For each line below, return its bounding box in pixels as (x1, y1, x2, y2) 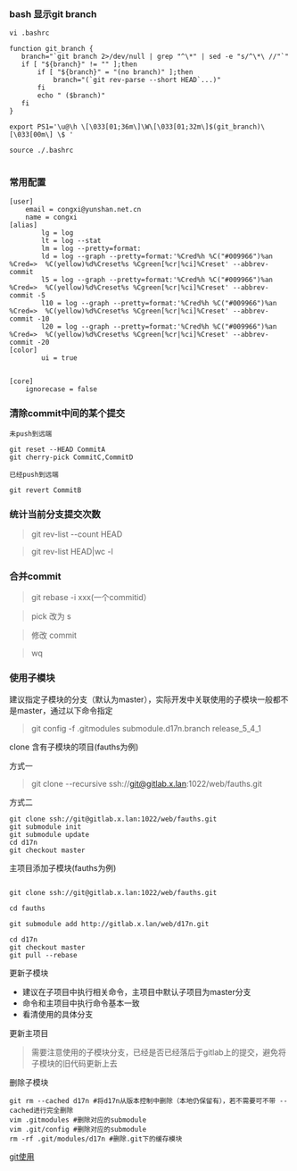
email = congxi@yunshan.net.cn (25, 205, 142, 213)
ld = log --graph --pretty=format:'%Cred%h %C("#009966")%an (41, 252, 274, 261)
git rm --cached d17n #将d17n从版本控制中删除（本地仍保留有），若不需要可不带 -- (9, 1096, 288, 1105)
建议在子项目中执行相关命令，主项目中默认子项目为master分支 (21, 986, 252, 997)
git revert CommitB (9, 485, 82, 495)
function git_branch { (9, 45, 94, 54)
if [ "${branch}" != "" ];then (21, 60, 138, 69)
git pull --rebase (9, 950, 78, 959)
